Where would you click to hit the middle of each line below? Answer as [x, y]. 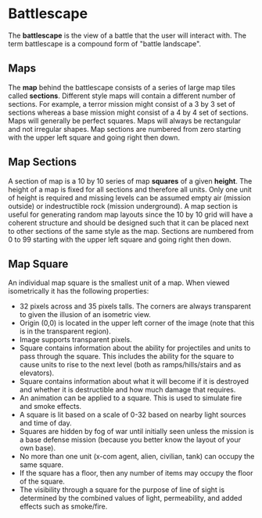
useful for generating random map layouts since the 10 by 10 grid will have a [131, 214]
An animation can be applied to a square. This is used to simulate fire [131, 398]
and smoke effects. [50, 407]
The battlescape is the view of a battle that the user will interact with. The [127, 35]
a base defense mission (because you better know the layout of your [130, 440]
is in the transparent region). [65, 331]
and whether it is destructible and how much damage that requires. [127, 390]
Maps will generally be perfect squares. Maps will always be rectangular [124, 120]
